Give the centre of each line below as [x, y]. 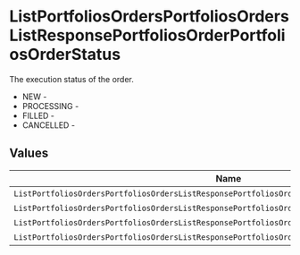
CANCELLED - [49, 125]
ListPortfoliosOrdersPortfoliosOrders [150, 17]
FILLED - [38, 115]
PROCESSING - [50, 106]
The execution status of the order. [71, 79]
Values [29, 153]
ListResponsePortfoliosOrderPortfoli [147, 35]
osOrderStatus [65, 55]
